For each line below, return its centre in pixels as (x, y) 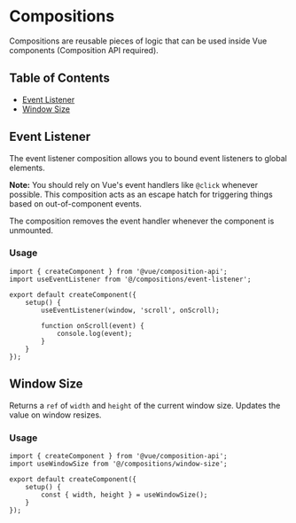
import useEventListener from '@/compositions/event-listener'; (130, 279)
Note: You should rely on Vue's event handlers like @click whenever (134, 184)
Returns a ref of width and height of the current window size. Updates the (145, 405)
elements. (27, 168)
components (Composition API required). (84, 50)
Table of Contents (60, 78)
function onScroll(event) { (93, 325)
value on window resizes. (55, 415)
